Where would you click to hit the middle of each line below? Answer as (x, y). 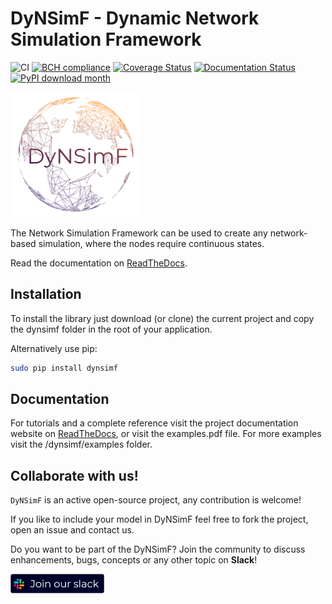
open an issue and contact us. (72, 530)
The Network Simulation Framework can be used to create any (139, 233)
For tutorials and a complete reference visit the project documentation (154, 423)
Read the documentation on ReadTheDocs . (99, 263)
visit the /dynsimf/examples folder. (81, 444)
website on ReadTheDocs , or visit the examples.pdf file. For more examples (166, 434)
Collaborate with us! (74, 475)
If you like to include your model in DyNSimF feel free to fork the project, (159, 519)
